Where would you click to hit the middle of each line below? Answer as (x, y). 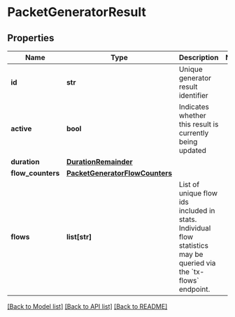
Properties (31, 38)
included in (197, 211)
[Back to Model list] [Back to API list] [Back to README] (87, 307)
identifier (193, 95)
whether (192, 116)
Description (199, 58)
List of (189, 184)
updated (192, 150)
